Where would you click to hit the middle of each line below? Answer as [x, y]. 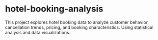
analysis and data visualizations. [38, 32]
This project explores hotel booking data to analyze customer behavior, [77, 22]
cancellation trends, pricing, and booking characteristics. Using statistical [79, 27]
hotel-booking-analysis [54, 9]
